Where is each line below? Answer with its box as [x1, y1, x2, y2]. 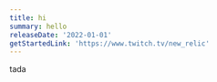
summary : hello [9, 22, 67, 31]
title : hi [9, 13, 47, 23]
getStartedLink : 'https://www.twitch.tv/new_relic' [9, 38, 210, 48]
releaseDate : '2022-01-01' [9, 30, 112, 39]
